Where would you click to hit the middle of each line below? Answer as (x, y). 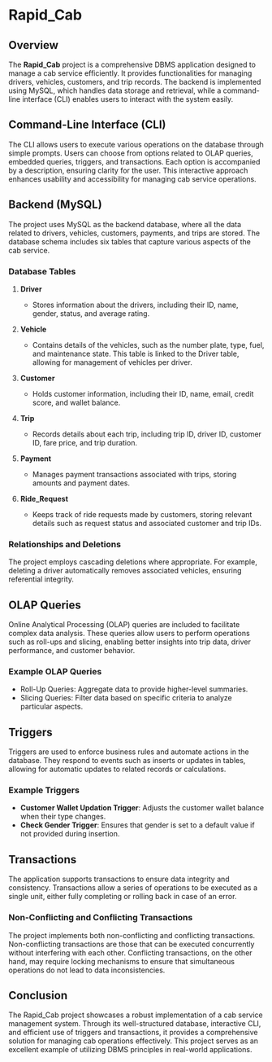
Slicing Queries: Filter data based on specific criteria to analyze (126, 698)
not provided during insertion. (70, 834)
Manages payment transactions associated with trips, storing (134, 474)
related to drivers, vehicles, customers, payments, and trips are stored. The (134, 233)
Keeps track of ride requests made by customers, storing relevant (142, 514)
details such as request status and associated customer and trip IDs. (147, 523)
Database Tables (42, 271)
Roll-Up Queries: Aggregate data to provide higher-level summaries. (134, 689)
